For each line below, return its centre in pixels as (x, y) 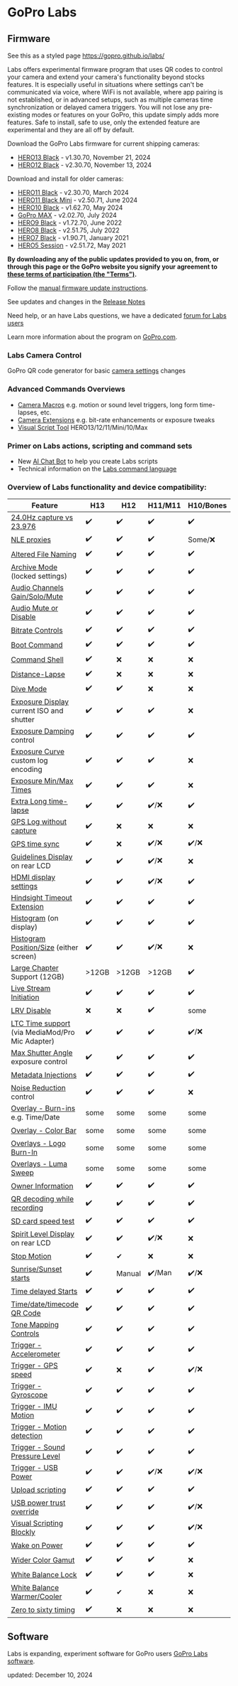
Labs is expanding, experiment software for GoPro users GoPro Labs (108, 1654)
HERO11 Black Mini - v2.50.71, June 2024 (78, 200)
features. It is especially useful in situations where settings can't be (106, 85)
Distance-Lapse (38, 674)
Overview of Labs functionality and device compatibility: (107, 487)
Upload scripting (39, 1490)
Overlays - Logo (38, 1144)
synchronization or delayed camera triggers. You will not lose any (103, 107)
